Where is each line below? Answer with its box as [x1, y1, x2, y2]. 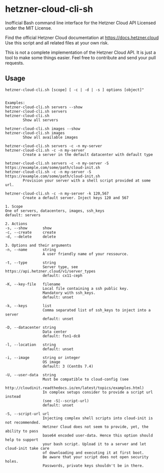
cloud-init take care [5, 446, 50, 451]
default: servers [5, 212, 41, 218]
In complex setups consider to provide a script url [42, 390, 153, 394]
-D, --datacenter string [5, 325, 56, 330]
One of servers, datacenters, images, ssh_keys [5, 208, 105, 213]
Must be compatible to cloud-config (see [42, 377, 129, 382]
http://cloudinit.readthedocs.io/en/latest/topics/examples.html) [5, 385, 144, 391]
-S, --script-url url [5, 411, 50, 416]
